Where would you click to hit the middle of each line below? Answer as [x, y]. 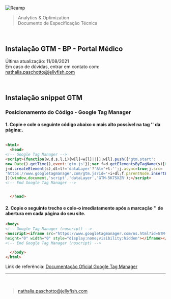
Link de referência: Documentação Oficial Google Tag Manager [72, 266]
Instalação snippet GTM [44, 98]
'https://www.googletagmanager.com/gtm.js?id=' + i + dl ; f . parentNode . [78, 173]
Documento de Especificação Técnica [58, 23]
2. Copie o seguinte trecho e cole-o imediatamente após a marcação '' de [84, 208]
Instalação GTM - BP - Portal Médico [64, 49]
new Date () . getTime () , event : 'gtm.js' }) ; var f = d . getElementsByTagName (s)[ [85, 164]
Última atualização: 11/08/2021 [37, 61]
